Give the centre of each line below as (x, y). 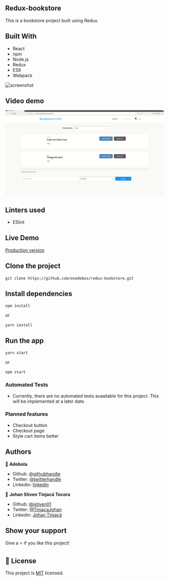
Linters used (25, 210)
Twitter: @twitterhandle (37, 479)
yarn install (19, 325)
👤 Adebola (16, 464)
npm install (18, 306)
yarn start (17, 353)
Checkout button (30, 425)
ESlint (18, 222)
